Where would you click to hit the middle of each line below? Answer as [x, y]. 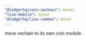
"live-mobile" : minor [27, 14]
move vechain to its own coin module [43, 33]
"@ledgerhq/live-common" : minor [38, 19]
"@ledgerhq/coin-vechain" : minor [39, 10]
